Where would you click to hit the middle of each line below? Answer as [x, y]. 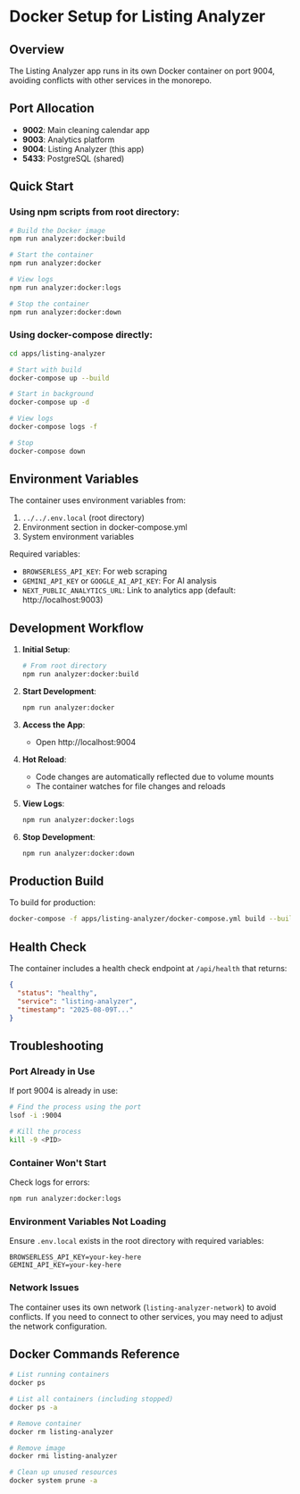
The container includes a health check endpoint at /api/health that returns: [148, 969]
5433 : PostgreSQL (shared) [73, 158]
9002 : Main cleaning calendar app [86, 130]
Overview [37, 50]
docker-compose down [48, 451]
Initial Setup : [46, 650]
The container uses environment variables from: [97, 500]
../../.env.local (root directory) [83, 518]
